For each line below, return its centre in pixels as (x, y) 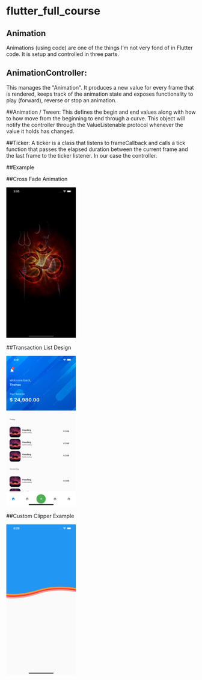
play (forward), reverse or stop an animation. (62, 100)
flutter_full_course (53, 11)
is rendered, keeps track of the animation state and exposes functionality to (100, 94)
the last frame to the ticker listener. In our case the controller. (82, 155)
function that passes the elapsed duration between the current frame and (97, 149)
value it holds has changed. (40, 131)
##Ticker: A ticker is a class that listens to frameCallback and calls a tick (96, 143)
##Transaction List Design (39, 347)
